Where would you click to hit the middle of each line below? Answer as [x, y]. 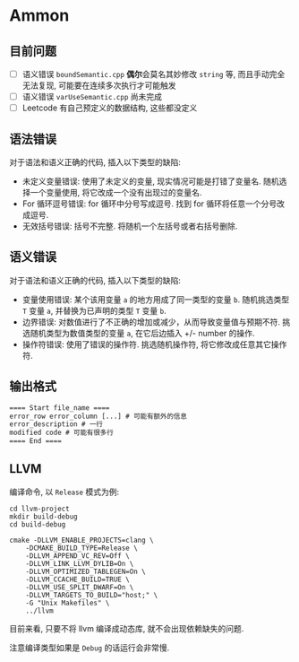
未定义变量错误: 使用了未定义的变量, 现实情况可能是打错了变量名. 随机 [150, 181]
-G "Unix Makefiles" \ [68, 603]
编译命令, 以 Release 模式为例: [64, 492]
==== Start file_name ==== [60, 408]
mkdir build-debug [43, 517]
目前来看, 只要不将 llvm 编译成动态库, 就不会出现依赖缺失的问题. [127, 628]
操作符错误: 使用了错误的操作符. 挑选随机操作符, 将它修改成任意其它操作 [154, 344]
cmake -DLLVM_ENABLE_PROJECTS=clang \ [81, 540]
